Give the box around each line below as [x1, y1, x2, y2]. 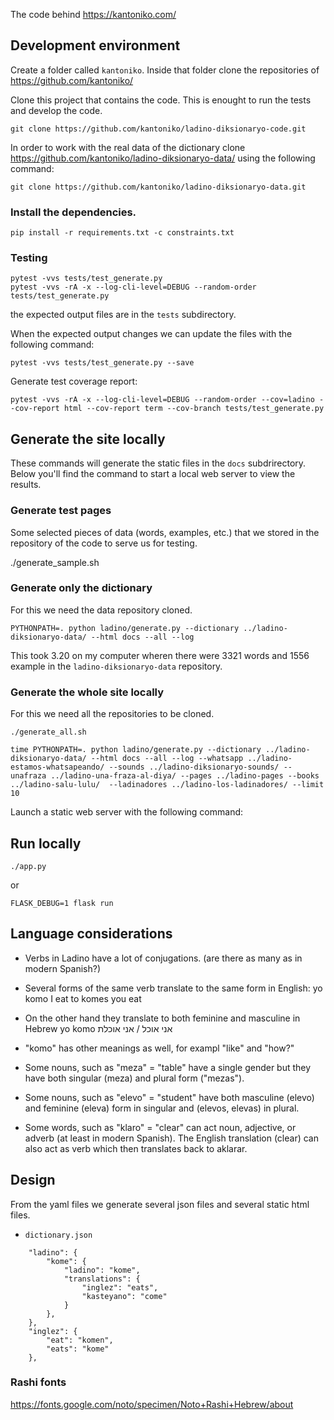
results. [10, 479, 42, 491]
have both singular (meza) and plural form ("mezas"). [24, 1072, 245, 1084]
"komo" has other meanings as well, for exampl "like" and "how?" [24, 1042, 295, 1054]
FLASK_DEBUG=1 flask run [10, 898, 114, 908]
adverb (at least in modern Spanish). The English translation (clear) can [24, 1132, 320, 1144]
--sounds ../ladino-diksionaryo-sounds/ [108, 762, 280, 773]
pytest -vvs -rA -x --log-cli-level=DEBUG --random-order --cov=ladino [10, 395, 315, 405]
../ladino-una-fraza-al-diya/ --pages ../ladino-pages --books [50, 771, 320, 781]
